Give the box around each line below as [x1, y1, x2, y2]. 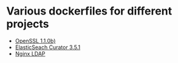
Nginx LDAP [15, 50, 46, 57]
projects [6, 17, 50, 31]
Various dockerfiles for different [6, 4, 172, 18]
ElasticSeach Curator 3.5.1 [15, 44, 81, 51]
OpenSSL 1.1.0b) [15, 37, 56, 44]
